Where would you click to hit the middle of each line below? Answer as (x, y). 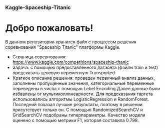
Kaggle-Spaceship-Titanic (38, 7)
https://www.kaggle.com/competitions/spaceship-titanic (70, 62)
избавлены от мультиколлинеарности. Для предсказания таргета (83, 94)
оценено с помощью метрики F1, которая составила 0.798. (75, 120)
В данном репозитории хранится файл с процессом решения (71, 42)
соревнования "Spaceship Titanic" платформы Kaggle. (63, 47)
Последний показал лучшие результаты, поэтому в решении (77, 104)
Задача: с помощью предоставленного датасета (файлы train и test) (85, 67)
